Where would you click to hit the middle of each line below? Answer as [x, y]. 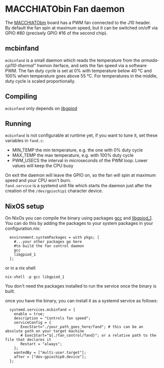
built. [10, 291]
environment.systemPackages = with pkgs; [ [54, 238]
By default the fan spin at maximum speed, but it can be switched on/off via [82, 27]
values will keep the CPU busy [43, 166]
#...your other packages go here [48, 242]
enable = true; [29, 314]
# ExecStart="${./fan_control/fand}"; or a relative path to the [88, 336]
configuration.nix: [23, 228]
